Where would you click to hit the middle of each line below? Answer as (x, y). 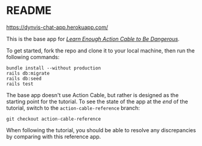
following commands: (33, 57)
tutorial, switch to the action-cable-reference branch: (73, 108)
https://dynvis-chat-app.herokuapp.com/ (57, 27)
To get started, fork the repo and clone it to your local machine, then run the (100, 50)
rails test (20, 84)
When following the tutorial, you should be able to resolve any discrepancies (101, 130)
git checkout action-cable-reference (54, 119)
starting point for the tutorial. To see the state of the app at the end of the (97, 101)
